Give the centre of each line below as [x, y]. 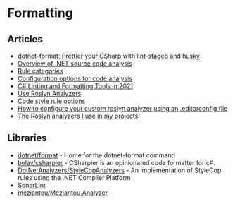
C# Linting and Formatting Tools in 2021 [75, 86]
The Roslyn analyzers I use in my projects [78, 116]
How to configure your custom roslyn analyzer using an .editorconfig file [122, 108]
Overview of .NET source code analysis [75, 64]
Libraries [27, 138]
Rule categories [40, 71]
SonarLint [31, 185]
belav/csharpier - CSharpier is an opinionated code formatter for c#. [116, 162]
